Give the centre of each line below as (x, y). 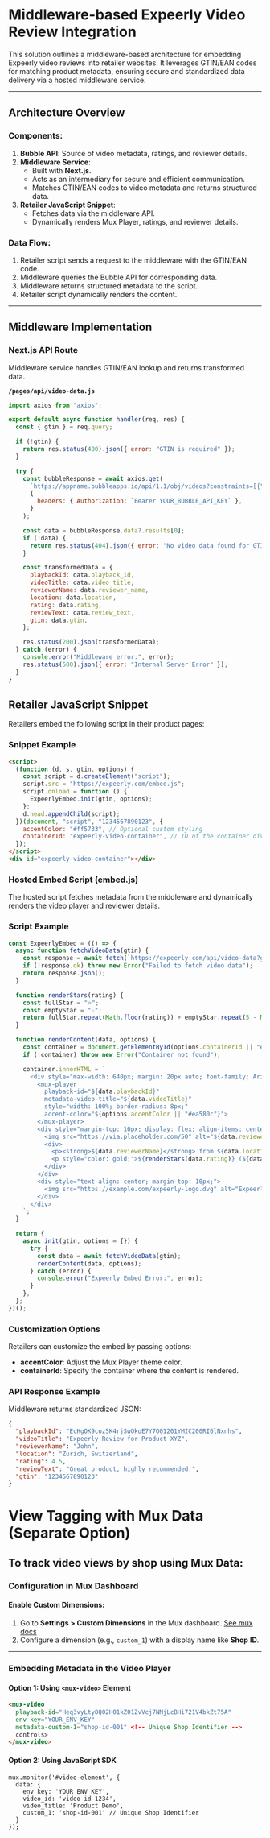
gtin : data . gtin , (59, 620)
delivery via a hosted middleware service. (77, 80)
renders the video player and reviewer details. (84, 906)
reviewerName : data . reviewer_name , (89, 590)
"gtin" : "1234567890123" (57, 1476)
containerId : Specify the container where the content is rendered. (129, 1371)
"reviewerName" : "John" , (57, 1447)
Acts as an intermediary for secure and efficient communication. (138, 179)
